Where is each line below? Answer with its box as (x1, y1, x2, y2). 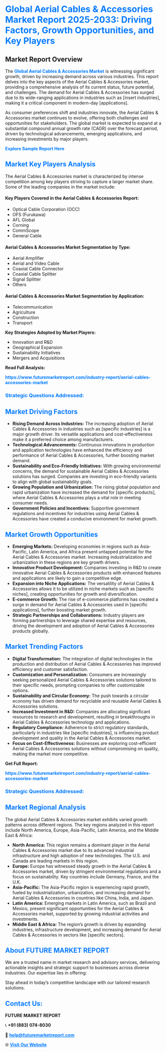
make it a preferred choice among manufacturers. (12, 436, 114, 442)
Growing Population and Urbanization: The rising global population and (12, 484, 160, 490)
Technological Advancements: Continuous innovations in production (12, 442, 155, 448)
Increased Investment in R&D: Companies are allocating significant (12, 708, 151, 715)
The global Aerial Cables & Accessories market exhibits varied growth (5, 816, 148, 822)
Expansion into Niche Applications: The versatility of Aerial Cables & (12, 580, 155, 586)
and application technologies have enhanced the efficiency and (12, 447, 142, 453)
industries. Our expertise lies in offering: (5, 970, 87, 976)
